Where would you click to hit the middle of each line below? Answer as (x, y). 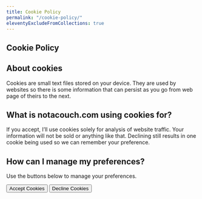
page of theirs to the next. (39, 96)
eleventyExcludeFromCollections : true (55, 23)
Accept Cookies (27, 189)
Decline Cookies (70, 189)
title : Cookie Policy (34, 12)
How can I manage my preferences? (76, 161)
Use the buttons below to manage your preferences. (72, 176)
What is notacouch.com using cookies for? (89, 115)
